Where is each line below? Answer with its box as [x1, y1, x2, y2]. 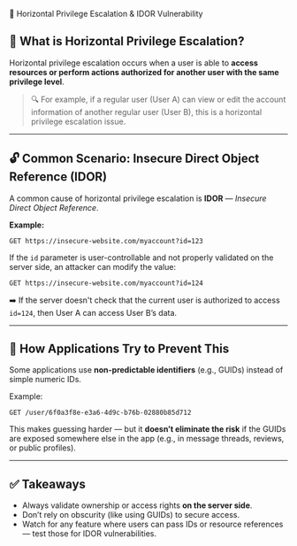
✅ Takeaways [9, 476, 87, 491]
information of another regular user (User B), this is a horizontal [30, 106, 263, 117]
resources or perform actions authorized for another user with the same [9, 66, 280, 77]
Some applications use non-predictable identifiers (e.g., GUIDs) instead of [9, 365, 284, 375]
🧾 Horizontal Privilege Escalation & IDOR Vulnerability [9, 9, 203, 19]
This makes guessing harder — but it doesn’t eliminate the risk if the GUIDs [9, 424, 286, 434]
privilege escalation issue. [30, 116, 126, 127]
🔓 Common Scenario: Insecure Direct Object [9, 151, 260, 166]
